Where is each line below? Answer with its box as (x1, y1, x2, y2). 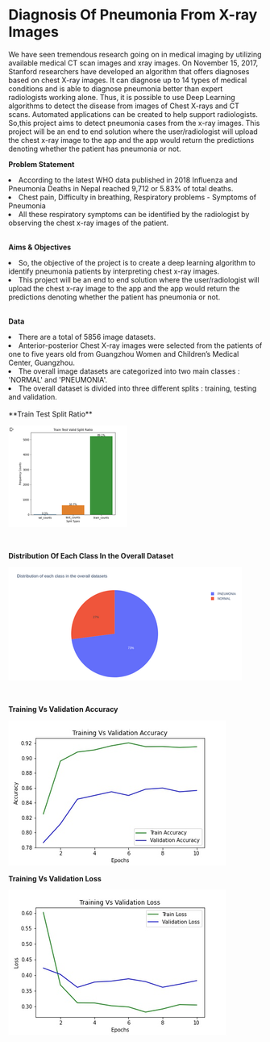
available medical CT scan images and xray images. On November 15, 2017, (8, 58, 259, 68)
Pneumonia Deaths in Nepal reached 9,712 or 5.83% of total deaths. (8, 183, 234, 193)
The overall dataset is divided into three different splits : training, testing (19, 383, 257, 393)
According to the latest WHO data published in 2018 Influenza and (19, 175, 238, 185)
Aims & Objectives (8, 242, 72, 252)
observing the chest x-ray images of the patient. (8, 218, 169, 228)
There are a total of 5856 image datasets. (19, 332, 156, 341)
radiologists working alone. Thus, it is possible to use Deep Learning (8, 92, 235, 102)
